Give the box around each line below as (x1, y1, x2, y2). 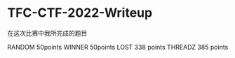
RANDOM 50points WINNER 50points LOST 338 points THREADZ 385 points (7, 43, 229, 51)
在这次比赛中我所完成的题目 (7, 29, 88, 37)
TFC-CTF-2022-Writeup (7, 5, 153, 21)
